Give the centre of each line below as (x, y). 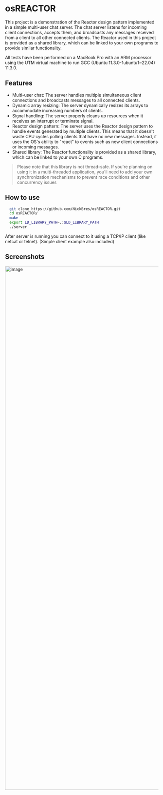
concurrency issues (37, 182)
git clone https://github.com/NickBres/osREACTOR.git (65, 209)
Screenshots (25, 257)
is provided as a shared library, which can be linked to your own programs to (82, 42)
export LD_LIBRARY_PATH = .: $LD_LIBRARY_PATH (54, 223)
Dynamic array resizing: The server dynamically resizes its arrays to (80, 105)
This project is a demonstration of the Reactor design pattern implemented (80, 22)
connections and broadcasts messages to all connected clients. (76, 100)
